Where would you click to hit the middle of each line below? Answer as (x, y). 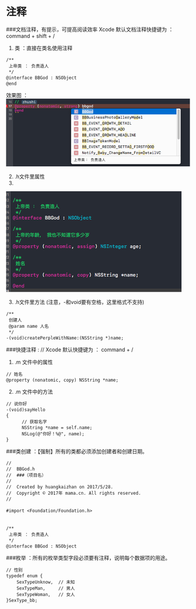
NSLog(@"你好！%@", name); (53, 434)
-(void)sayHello (26, 410)
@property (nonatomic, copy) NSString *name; (62, 380)
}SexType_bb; (22, 601)
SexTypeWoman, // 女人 (46, 595)
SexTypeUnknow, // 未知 (46, 582)
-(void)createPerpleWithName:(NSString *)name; (65, 338)
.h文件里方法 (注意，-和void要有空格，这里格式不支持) (79, 302)
